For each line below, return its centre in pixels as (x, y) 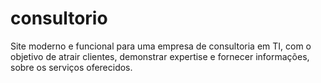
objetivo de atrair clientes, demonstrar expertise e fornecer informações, (160, 56)
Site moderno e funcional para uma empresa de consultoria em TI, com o (161, 46)
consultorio (59, 18)
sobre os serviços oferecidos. (71, 67)
